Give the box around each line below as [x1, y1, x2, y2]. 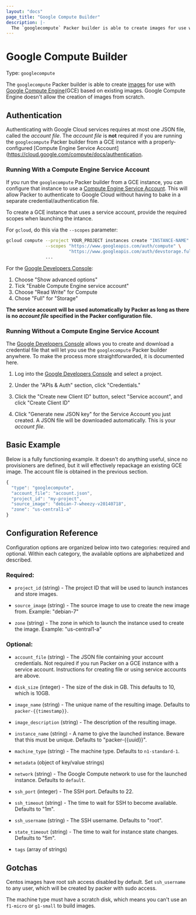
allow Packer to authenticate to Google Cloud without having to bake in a [6, 191, 181, 198]
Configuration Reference [6, 528, 98, 538]
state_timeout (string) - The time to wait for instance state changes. [14, 828, 179, 835]
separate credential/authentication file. [6, 198, 99, 205]
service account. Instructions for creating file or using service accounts [14, 666, 187, 673]
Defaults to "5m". [14, 835, 56, 842]
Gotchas [6, 863, 38, 873]
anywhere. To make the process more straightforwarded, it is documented [6, 353, 184, 360]
